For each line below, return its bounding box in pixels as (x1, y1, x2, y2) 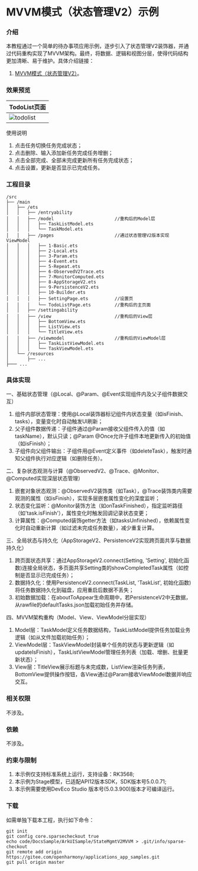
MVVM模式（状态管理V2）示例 (6, 5, 159, 19)
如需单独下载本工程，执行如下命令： (6, 816, 95, 823)
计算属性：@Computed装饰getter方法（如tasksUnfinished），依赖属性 (14, 517, 185, 524)
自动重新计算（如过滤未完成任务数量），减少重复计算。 (25, 524, 158, 531)
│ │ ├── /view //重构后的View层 (6, 314, 152, 320)
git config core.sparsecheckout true (6, 833, 99, 839)
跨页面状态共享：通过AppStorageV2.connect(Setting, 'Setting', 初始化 (14, 557, 184, 564)
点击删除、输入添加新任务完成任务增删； (14, 149, 113, 156)
